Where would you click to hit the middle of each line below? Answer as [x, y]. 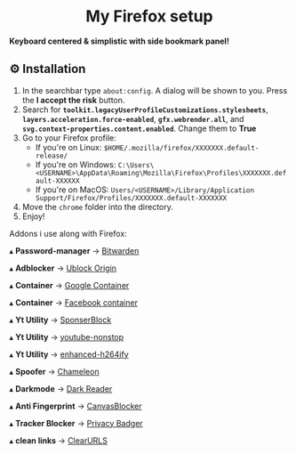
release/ [52, 156]
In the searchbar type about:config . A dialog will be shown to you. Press [155, 90]
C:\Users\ [136, 165]
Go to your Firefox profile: [69, 138]
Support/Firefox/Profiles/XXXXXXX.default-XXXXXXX [131, 198]
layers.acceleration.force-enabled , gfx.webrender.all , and [133, 118]
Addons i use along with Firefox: [68, 233]
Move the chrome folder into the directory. [97, 207]
